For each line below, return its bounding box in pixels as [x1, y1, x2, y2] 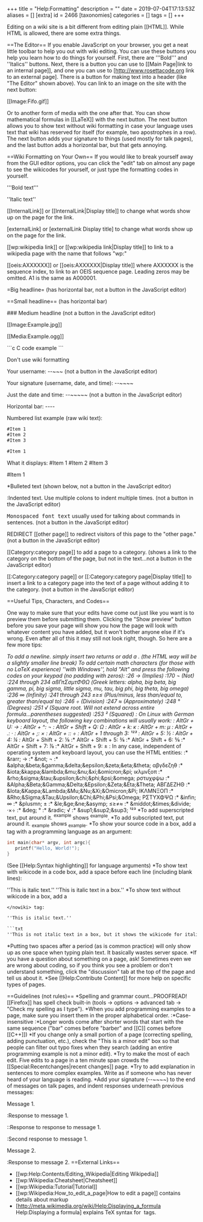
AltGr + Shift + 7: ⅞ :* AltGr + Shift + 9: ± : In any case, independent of [7, 742, 181, 750]
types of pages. [7, 981, 46, 988]
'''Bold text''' [7, 184, 39, 191]
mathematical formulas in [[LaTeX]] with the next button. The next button [7, 116, 187, 123]
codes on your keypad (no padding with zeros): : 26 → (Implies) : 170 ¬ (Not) [7, 672, 195, 679]
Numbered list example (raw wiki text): [7, 415, 103, 421]
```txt [7, 926, 23, 932]
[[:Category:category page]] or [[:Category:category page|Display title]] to [7, 572, 192, 580]
